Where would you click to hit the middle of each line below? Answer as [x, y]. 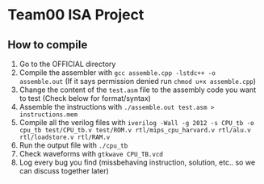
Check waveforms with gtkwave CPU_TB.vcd [91, 154]
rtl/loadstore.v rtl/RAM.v [65, 137]
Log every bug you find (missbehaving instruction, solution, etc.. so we [137, 162]
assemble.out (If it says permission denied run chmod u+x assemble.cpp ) [137, 81]
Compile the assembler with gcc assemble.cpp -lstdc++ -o [117, 73]
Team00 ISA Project [76, 15]
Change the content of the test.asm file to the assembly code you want [137, 90]
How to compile [48, 45]
